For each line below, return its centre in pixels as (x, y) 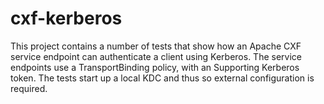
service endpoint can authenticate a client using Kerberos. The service (156, 56)
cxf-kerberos (66, 18)
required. (29, 88)
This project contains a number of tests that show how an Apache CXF (156, 46)
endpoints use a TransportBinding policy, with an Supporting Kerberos (155, 67)
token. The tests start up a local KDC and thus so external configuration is (162, 78)
